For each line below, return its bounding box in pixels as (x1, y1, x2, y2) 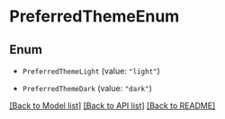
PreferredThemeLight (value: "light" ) (22, 65, 160, 76)
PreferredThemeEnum (9, 6, 180, 27)
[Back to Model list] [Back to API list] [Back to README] (9, 100, 216, 111)
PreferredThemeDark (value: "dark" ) (22, 83, 153, 93)
